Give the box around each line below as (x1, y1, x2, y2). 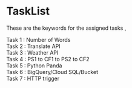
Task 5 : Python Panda (6, 62, 62, 69)
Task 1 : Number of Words (6, 36, 71, 43)
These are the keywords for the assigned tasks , (6, 24, 127, 32)
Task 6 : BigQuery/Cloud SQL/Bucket (6, 68, 99, 75)
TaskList (6, 4, 50, 18)
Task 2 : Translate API (6, 42, 61, 50)
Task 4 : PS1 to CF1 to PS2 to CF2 (6, 55, 90, 63)
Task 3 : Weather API (6, 49, 59, 56)
